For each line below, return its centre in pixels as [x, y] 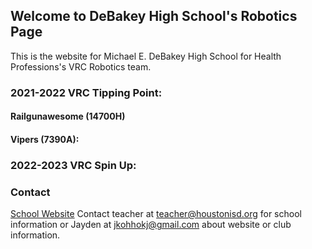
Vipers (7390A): [45, 139]
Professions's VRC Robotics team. [81, 66]
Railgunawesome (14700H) [68, 116]
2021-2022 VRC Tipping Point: [86, 92]
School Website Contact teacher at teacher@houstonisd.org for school [156, 214]
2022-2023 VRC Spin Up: [73, 165]
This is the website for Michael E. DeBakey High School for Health [146, 56]
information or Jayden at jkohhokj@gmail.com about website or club [151, 225]
